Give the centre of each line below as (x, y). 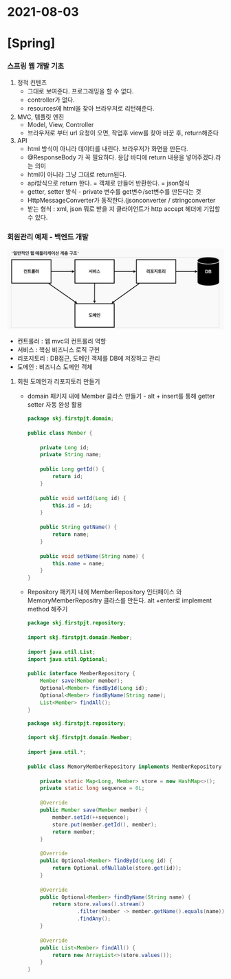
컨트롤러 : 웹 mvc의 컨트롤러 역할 (62, 341)
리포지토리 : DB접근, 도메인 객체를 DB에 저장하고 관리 (88, 358)
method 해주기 (47, 609)
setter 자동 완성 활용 (55, 405)
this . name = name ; (78, 563)
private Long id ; (65, 447)
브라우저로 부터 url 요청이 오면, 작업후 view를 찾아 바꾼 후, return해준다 (123, 133)
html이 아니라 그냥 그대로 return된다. (77, 174)
